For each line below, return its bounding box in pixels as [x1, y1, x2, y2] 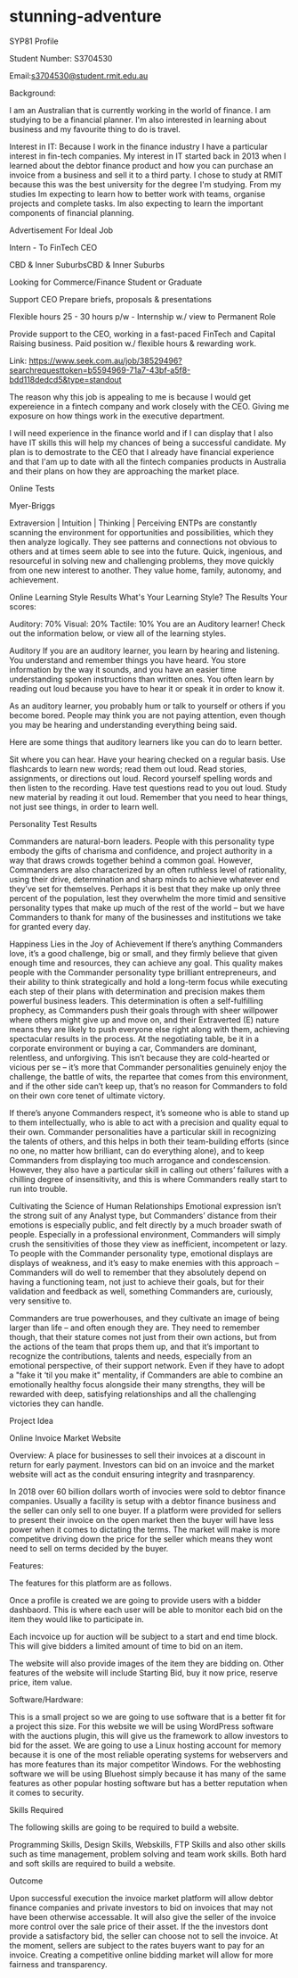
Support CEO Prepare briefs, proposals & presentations [9, 294, 212, 304]
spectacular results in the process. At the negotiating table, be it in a [9, 1033, 260, 1044]
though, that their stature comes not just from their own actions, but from [9, 1331, 278, 1342]
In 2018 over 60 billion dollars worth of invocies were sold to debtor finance [9, 1486, 286, 1496]
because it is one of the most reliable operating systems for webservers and [9, 1749, 289, 1759]
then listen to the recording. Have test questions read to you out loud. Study [9, 782, 287, 793]
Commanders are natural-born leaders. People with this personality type [9, 836, 275, 847]
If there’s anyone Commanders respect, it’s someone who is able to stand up [9, 1107, 290, 1118]
